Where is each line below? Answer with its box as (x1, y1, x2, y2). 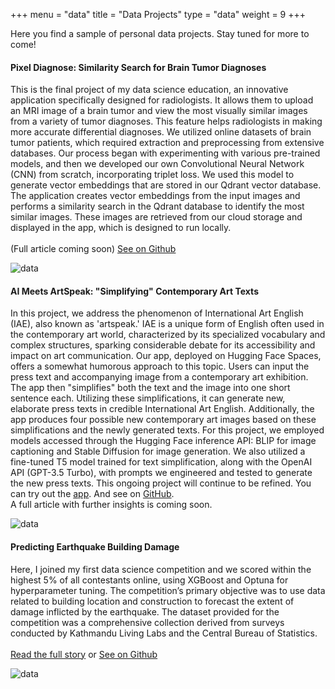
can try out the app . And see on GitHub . (10, 488, 175, 500)
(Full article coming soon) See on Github (10, 243, 177, 255)
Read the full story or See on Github (10, 648, 158, 660)
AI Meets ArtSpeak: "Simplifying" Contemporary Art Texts (10, 285, 259, 297)
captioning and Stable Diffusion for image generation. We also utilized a (10, 445, 306, 458)
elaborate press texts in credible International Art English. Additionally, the (10, 403, 315, 415)
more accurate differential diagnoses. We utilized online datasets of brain (10, 126, 312, 138)
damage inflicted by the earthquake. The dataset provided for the (10, 605, 280, 618)
